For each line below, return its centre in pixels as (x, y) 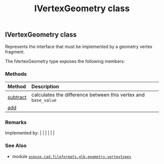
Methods (16, 74)
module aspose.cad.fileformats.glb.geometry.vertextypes (72, 156)
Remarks (16, 122)
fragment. (15, 51)
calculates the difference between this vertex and (88, 94)
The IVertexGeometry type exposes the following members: (65, 61)
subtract (17, 97)
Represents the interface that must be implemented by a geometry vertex (79, 47)
